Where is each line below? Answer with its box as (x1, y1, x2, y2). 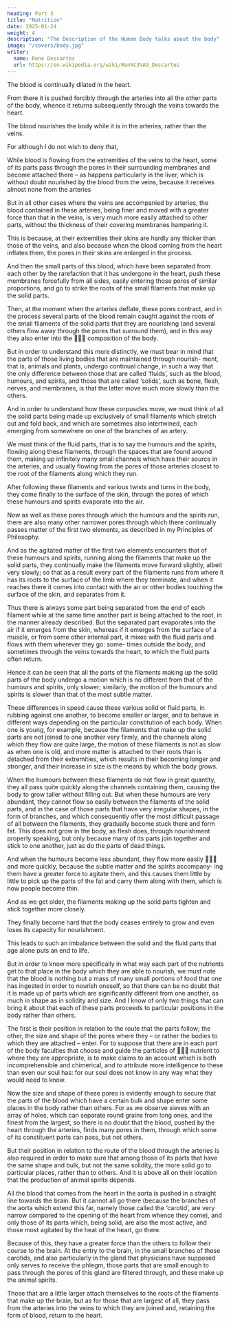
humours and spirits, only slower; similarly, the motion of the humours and (7, 682, 217, 691)
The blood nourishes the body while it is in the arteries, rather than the (7, 121, 207, 130)
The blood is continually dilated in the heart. (7, 80, 132, 88)
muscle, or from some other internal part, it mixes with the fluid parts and (7, 633, 214, 641)
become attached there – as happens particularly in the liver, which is (7, 170, 204, 179)
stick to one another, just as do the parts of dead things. (7, 841, 166, 849)
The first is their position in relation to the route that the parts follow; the (7, 1024, 211, 1032)
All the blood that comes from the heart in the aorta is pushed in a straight (7, 1189, 217, 1197)
